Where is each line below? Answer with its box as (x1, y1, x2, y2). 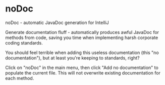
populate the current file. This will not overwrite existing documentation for (5, 69, 160, 75)
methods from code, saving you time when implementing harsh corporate (5, 34, 158, 40)
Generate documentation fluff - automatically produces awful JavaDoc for (5, 29, 159, 35)
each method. (5, 75, 34, 81)
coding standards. (5, 39, 43, 45)
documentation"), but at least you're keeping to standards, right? (5, 54, 140, 60)
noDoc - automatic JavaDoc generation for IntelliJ (5, 19, 109, 25)
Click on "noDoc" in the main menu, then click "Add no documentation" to (5, 64, 159, 70)
